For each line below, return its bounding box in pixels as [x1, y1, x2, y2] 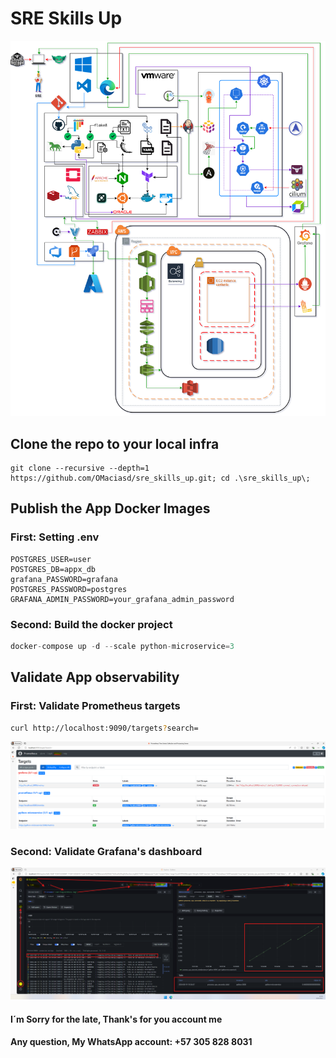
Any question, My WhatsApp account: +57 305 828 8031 [10, 1036, 253, 1048]
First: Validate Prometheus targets [10, 699, 181, 713]
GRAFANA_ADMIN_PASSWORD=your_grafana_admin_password [10, 594, 235, 604]
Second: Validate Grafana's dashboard [10, 844, 203, 858]
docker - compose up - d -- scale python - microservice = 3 [10, 641, 235, 651]
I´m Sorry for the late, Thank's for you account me [10, 1013, 223, 1025]
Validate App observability [10, 669, 180, 686]
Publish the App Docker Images [10, 500, 211, 517]
